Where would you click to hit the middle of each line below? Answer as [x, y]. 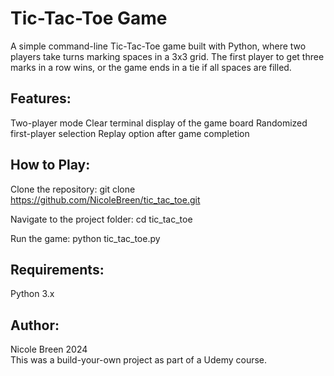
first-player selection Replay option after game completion [130, 133]
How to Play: [50, 165]
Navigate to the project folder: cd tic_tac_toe [101, 219]
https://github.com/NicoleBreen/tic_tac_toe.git [105, 199]
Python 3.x [32, 294]
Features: [41, 98]
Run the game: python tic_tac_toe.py [85, 238]
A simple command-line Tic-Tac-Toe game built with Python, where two [158, 46]
